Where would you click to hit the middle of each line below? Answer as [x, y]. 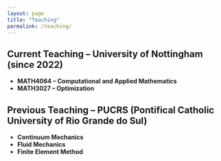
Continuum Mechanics [50, 137]
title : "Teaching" [33, 20]
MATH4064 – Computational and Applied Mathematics [97, 81]
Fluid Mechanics [41, 144]
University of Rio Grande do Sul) [77, 121]
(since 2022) [35, 65]
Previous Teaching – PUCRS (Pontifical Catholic [111, 110]
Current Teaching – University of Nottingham [105, 54]
